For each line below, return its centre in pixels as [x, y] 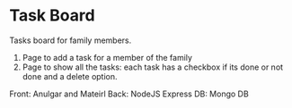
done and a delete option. [70, 76]
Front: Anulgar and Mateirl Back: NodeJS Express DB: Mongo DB [129, 94]
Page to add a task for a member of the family [107, 57]
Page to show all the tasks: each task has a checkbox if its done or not [153, 67]
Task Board [53, 16]
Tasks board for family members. [71, 40]
